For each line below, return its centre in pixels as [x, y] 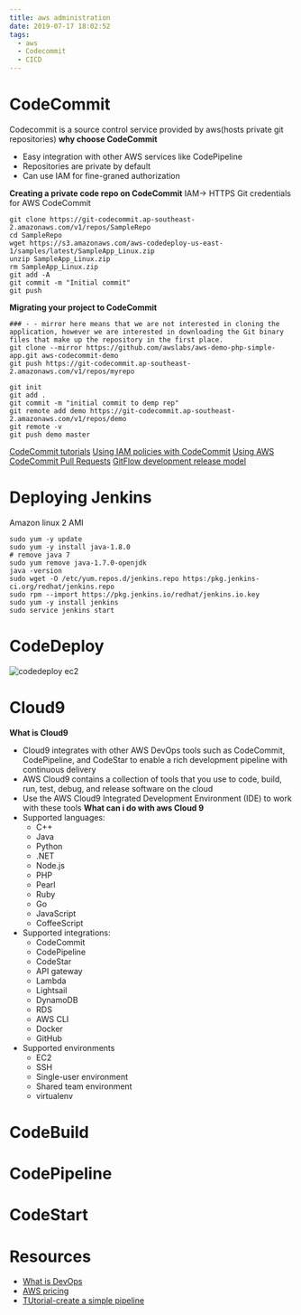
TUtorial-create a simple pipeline [83, 1301]
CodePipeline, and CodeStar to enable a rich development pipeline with [155, 759]
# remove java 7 [40, 555]
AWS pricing [46, 1291]
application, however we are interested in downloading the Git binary [146, 332]
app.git [24, 355]
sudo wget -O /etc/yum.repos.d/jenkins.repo [94, 578]
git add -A [30, 275]
